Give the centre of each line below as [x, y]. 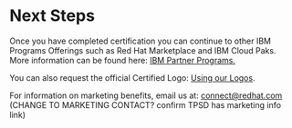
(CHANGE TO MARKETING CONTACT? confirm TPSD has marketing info [145, 104]
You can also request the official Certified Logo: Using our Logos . [132, 77]
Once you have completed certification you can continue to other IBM [141, 41]
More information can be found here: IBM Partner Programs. [122, 60]
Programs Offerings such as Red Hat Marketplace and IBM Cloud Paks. [143, 50]
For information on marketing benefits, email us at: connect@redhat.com [146, 95]
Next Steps [52, 16]
